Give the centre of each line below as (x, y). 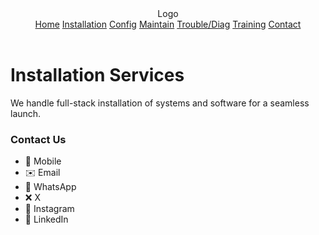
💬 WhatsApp (50, 187)
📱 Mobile (43, 161)
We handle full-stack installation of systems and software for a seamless (160, 103)
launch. (26, 113)
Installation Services (97, 75)
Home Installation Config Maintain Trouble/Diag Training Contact (168, 24)
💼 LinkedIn (46, 219)
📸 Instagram (49, 209)
